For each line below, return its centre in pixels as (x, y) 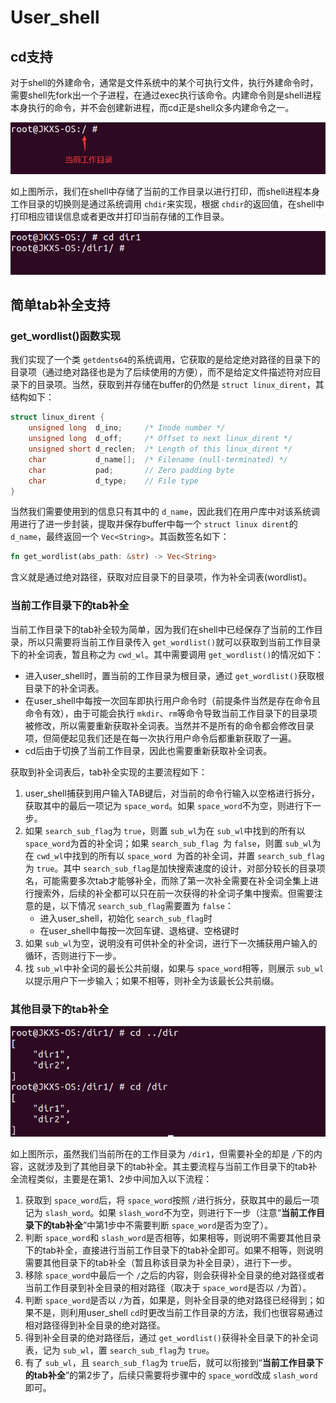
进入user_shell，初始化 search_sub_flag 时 (126, 918)
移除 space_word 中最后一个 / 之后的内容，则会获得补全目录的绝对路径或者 (174, 1275)
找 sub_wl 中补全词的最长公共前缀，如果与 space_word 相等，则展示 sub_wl (174, 968)
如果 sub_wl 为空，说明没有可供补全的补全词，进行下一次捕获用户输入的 (171, 943)
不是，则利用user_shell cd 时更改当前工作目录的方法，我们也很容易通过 (178, 1313)
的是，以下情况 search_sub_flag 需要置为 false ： (133, 905)
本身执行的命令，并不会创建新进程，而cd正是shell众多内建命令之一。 (152, 107)
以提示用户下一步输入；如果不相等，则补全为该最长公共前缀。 (152, 980)
